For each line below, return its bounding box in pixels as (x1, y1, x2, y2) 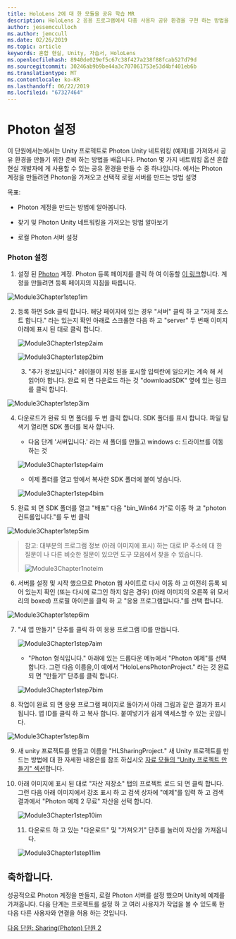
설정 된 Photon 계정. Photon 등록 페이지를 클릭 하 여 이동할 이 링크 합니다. (17, 270, 220, 278)
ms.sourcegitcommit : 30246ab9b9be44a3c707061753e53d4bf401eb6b (7, 63, 197, 70)
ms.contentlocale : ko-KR (7, 76, 80, 83)
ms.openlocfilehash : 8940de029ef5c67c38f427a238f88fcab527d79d (7, 57, 197, 64)
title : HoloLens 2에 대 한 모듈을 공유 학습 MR (7, 10, 135, 18)
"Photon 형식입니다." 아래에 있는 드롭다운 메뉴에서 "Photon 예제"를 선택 (27, 654, 227, 663)
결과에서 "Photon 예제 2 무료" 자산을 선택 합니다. (17, 797, 153, 805)
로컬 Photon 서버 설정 (17, 233, 78, 242)
